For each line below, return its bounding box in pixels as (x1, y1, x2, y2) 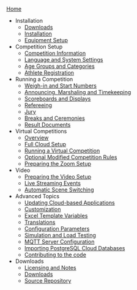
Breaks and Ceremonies (24, 114, 86, 122)
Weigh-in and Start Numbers (24, 82, 97, 89)
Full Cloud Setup (24, 141, 66, 147)
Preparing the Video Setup (24, 173, 92, 180)
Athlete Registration (24, 69, 75, 76)
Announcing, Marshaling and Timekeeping (24, 89, 131, 95)
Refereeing (24, 102, 53, 109)
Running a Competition (15, 76, 73, 83)
